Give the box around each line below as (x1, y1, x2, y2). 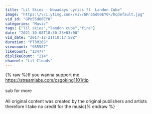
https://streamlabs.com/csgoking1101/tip (5, 77, 89, 83)
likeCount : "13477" (5, 49, 46, 54)
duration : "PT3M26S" (5, 40, 49, 45)
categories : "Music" (5, 21, 49, 26)
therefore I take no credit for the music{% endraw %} (5, 104, 115, 110)
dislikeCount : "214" (5, 53, 49, 59)
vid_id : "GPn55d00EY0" (5, 16, 53, 21)
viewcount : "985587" (5, 44, 49, 49)
